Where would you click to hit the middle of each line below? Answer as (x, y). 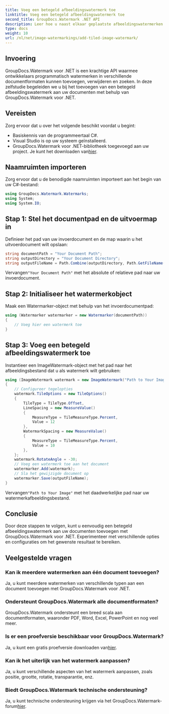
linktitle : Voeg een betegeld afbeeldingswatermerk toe (65, 15)
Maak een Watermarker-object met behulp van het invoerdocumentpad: (80, 306)
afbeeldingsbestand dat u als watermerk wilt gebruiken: (63, 370)
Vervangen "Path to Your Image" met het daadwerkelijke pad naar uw (77, 492)
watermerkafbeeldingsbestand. (38, 498)
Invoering (21, 59)
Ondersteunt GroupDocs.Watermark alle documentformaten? (82, 602)
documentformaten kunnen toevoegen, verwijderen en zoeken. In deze (79, 81)
